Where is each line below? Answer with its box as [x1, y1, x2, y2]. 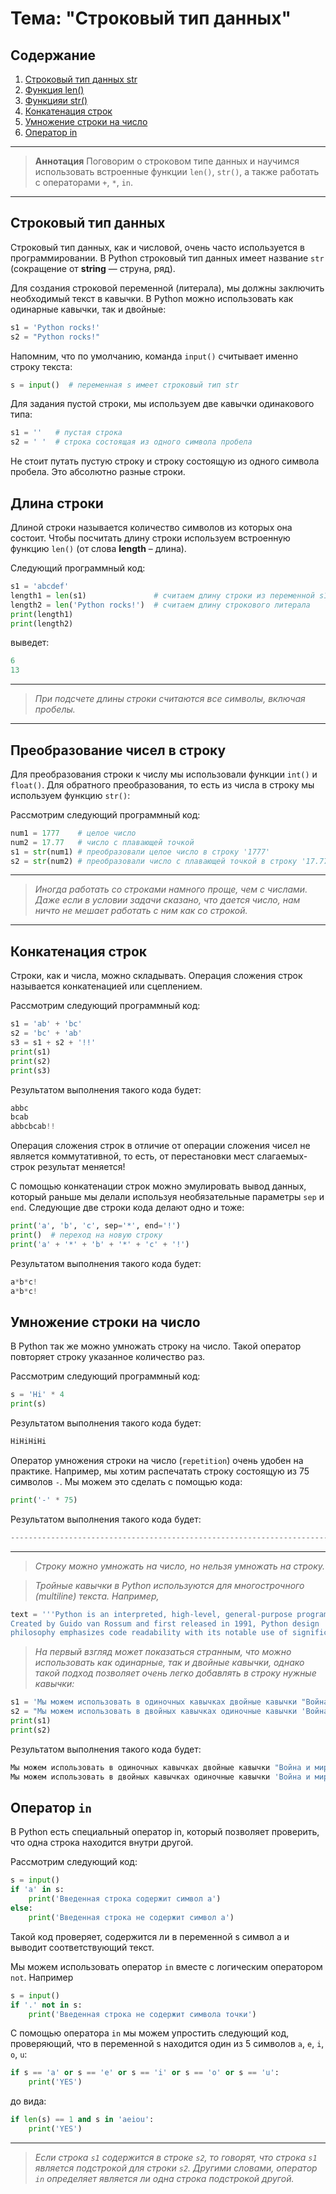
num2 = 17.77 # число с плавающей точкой [10, 837, 195, 847]
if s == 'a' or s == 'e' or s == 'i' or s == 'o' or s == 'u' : [10, 2068, 280, 2078]
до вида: [10, 2095, 47, 2107]
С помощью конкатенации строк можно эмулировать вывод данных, [10, 1180, 307, 1192]
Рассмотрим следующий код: [10, 1856, 138, 1868]
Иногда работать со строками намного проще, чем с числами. [34, 883, 308, 896]
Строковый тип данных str [24, 73, 138, 85]
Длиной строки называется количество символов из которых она [10, 522, 293, 533]
